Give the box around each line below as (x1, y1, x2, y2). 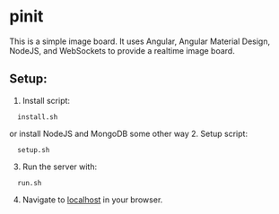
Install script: (22, 95, 70, 106)
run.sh (17, 178, 42, 187)
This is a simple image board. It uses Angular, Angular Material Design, (9, 36, 271, 47)
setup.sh (17, 145, 50, 154)
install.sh (17, 112, 58, 122)
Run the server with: (22, 161, 97, 172)
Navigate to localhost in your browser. (22, 194, 163, 205)
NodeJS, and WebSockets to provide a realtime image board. (9, 45, 235, 56)
